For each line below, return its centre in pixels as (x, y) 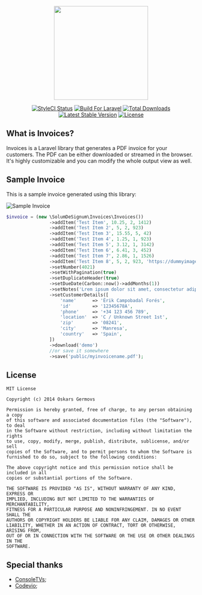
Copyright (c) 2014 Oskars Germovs (51, 399)
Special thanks (35, 565)
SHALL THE (19, 515)
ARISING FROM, (24, 531)
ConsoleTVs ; (31, 579)
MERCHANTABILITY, (28, 504)
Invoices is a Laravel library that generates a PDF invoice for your (87, 148)
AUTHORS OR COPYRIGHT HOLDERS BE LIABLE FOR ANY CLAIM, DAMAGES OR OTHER (101, 520)
